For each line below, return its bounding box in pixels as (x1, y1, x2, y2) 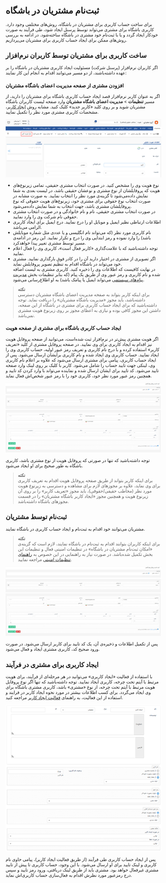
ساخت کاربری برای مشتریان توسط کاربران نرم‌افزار (5, 51, 147, 60)
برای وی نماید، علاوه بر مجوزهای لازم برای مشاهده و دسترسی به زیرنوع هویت (17, 482, 161, 489)
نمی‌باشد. (17, 312, 35, 318)
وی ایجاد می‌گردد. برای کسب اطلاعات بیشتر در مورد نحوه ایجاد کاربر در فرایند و (5, 689, 151, 695)
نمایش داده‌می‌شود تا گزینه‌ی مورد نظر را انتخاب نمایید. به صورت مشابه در (12, 193, 149, 199)
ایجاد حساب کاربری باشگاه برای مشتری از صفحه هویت (5, 325, 122, 332)
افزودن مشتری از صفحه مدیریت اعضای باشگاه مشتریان (5, 82, 124, 89)
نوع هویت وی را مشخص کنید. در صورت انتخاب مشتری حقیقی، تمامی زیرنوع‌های (12, 182, 160, 188)
